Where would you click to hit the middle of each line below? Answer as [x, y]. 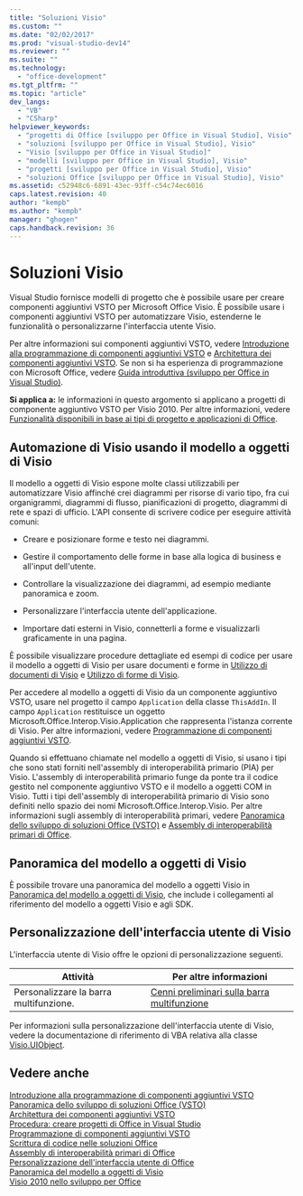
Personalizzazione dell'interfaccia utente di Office [102, 1162]
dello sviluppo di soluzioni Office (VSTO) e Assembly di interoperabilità [141, 825]
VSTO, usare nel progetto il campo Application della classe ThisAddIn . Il [143, 702]
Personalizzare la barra [63, 992]
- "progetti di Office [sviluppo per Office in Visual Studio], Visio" [155, 136]
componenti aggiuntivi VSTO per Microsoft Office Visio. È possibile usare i [147, 307]
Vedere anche [50, 1074]
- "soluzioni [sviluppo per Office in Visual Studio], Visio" [137, 144]
